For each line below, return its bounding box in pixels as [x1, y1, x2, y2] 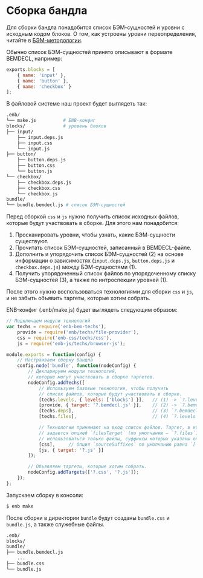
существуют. [14, 238, 49, 245]
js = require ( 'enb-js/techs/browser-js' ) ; [17, 340, 126, 346]
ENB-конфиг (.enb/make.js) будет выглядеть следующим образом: [6, 306, 178, 314]
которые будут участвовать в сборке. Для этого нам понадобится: [6, 220, 179, 227]
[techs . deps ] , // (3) [38, 408, 169, 414]
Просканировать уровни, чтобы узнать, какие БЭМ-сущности [14, 231, 175, 238]
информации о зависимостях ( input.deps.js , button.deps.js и [14, 257, 175, 264]
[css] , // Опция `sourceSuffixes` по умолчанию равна [38, 441, 188, 448]
